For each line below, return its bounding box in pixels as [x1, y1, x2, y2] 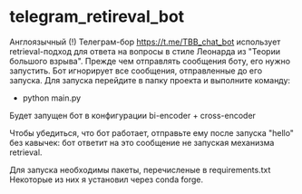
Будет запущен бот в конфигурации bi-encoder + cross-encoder [9, 110, 257, 121]
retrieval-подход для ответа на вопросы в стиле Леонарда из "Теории [9, 45, 281, 56]
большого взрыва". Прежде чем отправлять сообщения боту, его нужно [9, 55, 291, 66]
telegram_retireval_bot [9, 6, 185, 27]
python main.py [22, 92, 82, 103]
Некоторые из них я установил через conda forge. [9, 174, 204, 185]
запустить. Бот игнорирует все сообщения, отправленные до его [9, 65, 263, 76]
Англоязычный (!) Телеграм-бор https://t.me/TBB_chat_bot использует [9, 36, 281, 47]
